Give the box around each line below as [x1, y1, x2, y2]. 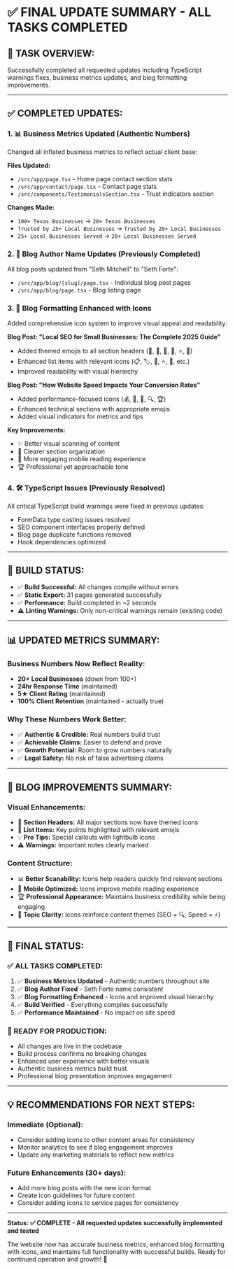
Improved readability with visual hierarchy [17, 367, 138, 376]
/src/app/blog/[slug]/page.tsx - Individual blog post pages [17, 278, 191, 287]
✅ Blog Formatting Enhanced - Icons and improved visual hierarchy [17, 993, 214, 1001]
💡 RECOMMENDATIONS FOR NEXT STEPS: [7, 1099, 196, 1110]
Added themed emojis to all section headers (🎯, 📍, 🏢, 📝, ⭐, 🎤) [17, 347, 193, 355]
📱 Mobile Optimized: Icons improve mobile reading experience [17, 884, 199, 893]
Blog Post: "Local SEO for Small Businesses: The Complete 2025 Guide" [7, 333, 222, 341]
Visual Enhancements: [7, 802, 86, 812]
